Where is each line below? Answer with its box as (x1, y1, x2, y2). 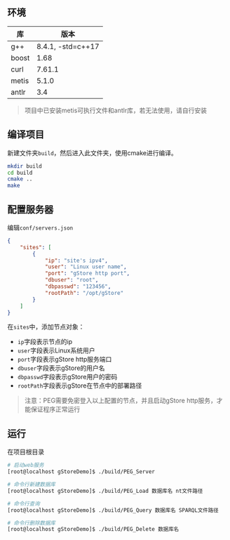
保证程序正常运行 (30, 405, 81, 414)
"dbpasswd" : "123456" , (44, 283, 111, 290)
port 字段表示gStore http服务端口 (17, 355, 112, 364)
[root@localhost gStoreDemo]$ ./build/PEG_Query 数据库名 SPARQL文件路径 (7, 506, 219, 514)
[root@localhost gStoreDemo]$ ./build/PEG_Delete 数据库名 (7, 526, 180, 533)
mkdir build (7, 162, 42, 170)
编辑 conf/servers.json (7, 223, 74, 232)
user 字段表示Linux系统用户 (17, 346, 95, 355)
